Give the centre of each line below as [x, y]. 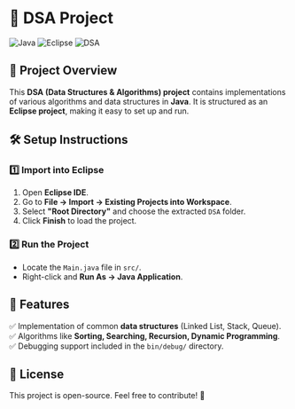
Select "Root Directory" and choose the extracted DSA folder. [134, 211]
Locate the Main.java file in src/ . [82, 267]
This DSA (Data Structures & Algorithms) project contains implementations [147, 91]
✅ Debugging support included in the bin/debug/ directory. [116, 346]
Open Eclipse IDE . [55, 193]
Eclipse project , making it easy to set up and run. [99, 111]
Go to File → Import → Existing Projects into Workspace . [127, 202]
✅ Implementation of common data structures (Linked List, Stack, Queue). [145, 326]
